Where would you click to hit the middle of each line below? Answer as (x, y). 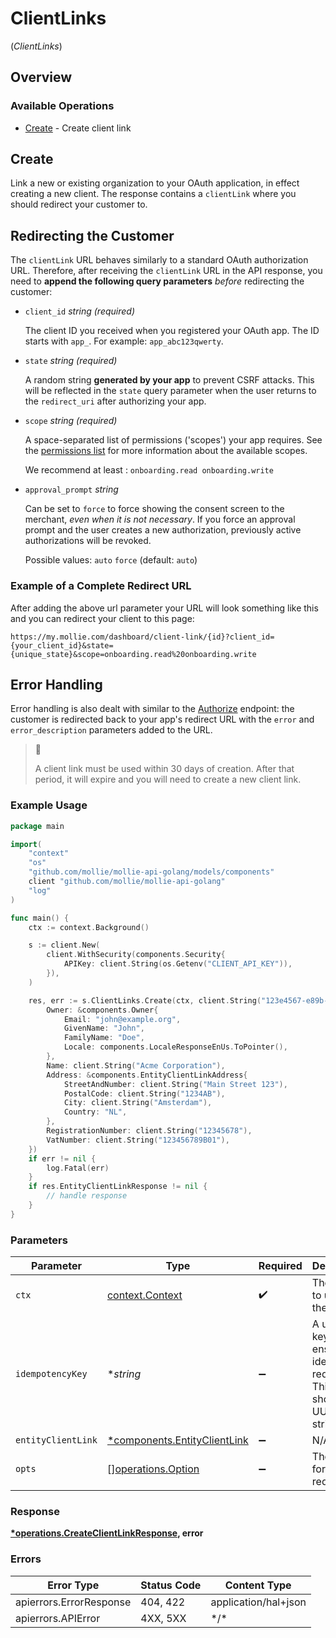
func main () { (40, 918)
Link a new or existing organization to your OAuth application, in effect (155, 183)
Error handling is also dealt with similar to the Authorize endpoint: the (152, 709)
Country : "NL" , (95, 1112)
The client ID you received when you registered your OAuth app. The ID (172, 331)
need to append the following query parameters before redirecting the (157, 281)
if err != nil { (62, 1158)
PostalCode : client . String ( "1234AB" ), (144, 1093)
